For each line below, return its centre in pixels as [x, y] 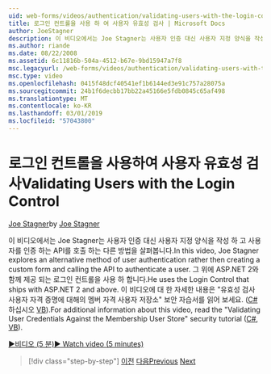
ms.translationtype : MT [48, 99]
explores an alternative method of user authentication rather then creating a [134, 259]
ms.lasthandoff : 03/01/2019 [56, 114]
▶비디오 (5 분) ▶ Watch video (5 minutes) [76, 343]
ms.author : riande [39, 46]
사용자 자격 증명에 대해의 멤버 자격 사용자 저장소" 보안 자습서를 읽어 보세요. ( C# [133, 299]
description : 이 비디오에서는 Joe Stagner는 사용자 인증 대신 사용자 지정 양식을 [130, 38]
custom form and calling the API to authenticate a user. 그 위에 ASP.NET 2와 [134, 269]
